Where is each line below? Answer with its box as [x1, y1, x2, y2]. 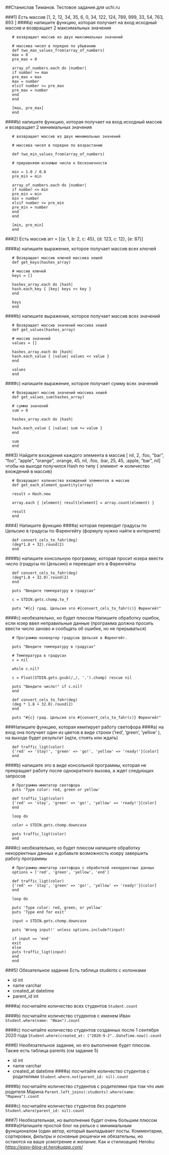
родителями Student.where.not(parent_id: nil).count [12, 1074, 129, 1080]
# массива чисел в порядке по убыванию [12, 44, 96, 49]
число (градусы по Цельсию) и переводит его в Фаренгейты [5, 561, 136, 566]
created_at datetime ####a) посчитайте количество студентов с [12, 1068, 150, 1074]
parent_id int [12, 993, 39, 999]
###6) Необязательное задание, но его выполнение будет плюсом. [5, 1042, 151, 1048]
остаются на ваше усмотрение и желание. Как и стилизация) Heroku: [5, 1139, 155, 1144]
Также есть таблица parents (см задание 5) [5, 1048, 99, 1053]
